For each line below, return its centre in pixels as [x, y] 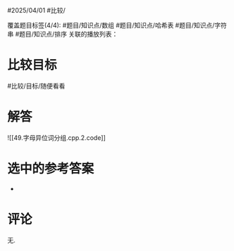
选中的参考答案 [51, 169]
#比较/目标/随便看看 [36, 86]
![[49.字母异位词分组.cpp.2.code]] [56, 137]
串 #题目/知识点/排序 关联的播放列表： [63, 34]
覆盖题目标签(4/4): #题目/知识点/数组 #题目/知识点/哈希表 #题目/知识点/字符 [117, 25]
